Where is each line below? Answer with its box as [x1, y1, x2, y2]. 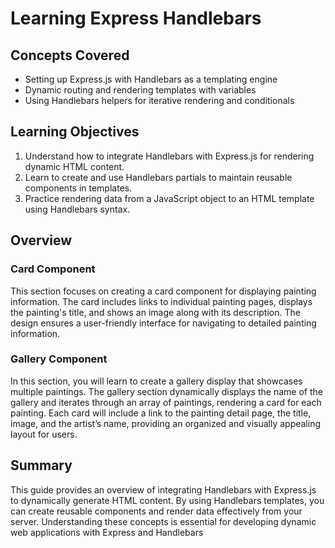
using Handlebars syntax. [24, 203, 131, 215]
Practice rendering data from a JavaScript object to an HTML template [24, 192, 315, 204]
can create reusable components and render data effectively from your [10, 505, 303, 517]
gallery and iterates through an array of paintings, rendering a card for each [10, 396, 322, 408]
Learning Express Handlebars [10, 7, 262, 30]
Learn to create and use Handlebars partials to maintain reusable [24, 171, 293, 183]
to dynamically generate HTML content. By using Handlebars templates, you [10, 494, 325, 506]
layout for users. [10, 428, 78, 440]
